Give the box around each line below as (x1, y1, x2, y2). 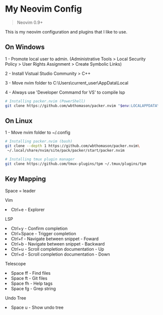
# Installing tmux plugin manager (5, 157, 75, 161)
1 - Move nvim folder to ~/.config (5, 130, 70, 136)
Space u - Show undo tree (11, 304, 64, 310)
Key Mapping (5, 175, 46, 183)
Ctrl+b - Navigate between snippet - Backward (11, 241, 105, 246)
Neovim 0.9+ (16, 19, 43, 25)
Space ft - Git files (11, 275, 48, 281)
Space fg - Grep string (11, 285, 56, 291)
